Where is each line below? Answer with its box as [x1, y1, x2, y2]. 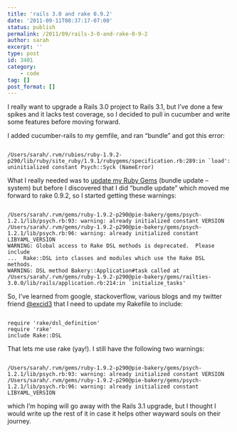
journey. [7, 417, 31, 426]
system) [7, 184, 31, 193]
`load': [208, 158, 231, 165]
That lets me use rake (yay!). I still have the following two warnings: [7, 345, 205, 353]
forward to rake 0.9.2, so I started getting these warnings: [7, 191, 177, 200]
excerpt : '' [7, 43, 43, 50]
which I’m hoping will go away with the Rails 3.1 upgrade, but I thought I [7, 402, 216, 411]
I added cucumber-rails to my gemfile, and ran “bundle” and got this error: [7, 131, 226, 140]
